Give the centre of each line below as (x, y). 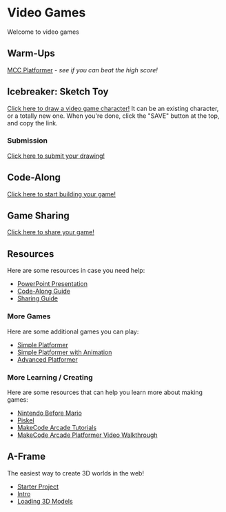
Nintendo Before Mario (50, 413)
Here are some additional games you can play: (73, 331)
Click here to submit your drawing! (56, 156)
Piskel (25, 420)
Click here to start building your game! (61, 194)
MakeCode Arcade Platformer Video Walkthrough (87, 435)
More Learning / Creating (50, 377)
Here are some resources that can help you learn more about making (105, 392)
